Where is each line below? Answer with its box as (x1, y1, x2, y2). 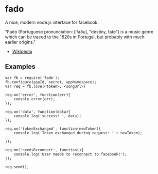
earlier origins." (5, 39, 36, 45)
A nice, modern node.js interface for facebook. (5, 19, 99, 25)
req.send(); (5, 164, 29, 169)
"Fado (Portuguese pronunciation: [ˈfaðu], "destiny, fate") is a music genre (5, 29, 154, 34)
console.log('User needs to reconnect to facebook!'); (14, 152, 127, 157)
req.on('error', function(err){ (5, 92, 70, 97)
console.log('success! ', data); (14, 113, 82, 118)
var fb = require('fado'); (5, 75, 60, 80)
